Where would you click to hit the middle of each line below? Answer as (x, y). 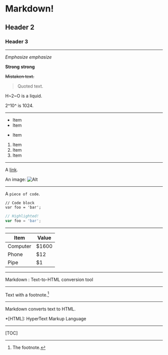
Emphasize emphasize (28, 57)
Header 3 (17, 42)
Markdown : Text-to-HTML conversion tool (49, 279)
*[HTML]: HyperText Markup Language (46, 319)
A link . (12, 169)
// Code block (20, 203)
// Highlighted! (22, 216)
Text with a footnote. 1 (27, 294)
